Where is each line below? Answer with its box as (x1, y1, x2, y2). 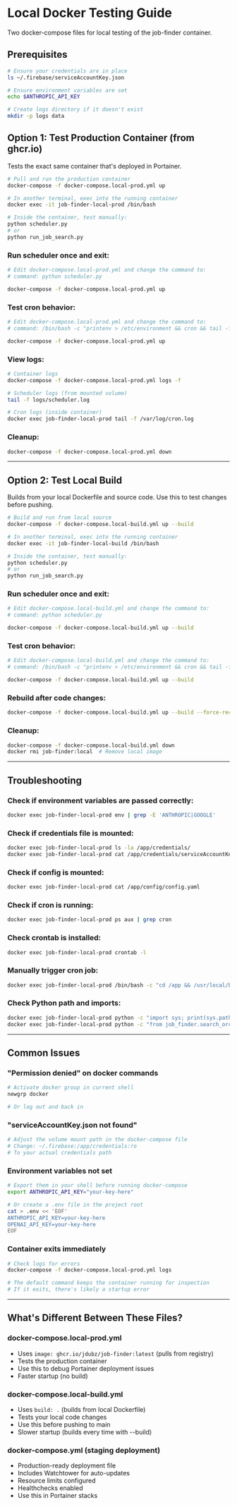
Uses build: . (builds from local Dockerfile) (17, 1406, 146, 1414)
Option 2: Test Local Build (7, 474, 123, 486)
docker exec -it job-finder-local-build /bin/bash (7, 540, 159, 547)
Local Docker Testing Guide (7, 5, 173, 21)
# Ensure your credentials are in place (7, 67, 128, 75)
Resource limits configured (17, 1476, 97, 1485)
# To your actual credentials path (7, 1149, 112, 1156)
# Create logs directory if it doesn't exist (7, 106, 143, 114)
